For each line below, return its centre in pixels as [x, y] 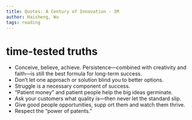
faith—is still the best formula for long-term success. [78, 74]
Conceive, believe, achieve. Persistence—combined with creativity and [100, 67]
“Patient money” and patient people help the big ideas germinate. [94, 92]
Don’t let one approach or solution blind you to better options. [89, 80]
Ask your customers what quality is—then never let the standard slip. [98, 99]
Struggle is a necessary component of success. [72, 86]
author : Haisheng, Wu [33, 17]
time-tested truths [52, 51]
